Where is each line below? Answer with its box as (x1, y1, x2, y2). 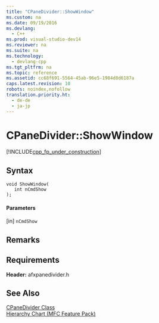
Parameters (6, 204, 36, 212)
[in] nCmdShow (6, 218, 38, 225)
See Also (6, 288, 40, 299)
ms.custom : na (6, 14, 42, 20)
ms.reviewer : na (6, 42, 46, 48)
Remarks (6, 235, 40, 245)
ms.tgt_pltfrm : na (6, 64, 52, 70)
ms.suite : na (6, 48, 39, 54)
